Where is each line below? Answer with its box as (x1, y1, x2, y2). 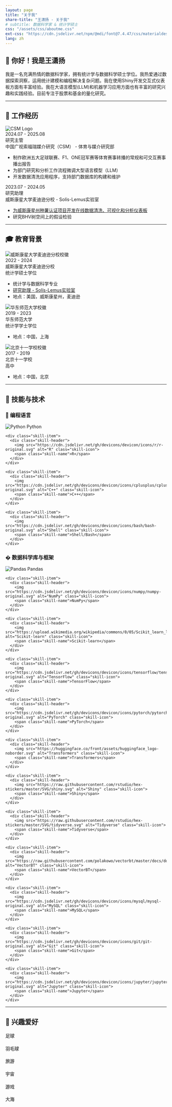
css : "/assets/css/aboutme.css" (5, 27, 74, 32)
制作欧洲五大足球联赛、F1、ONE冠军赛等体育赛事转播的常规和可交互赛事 (12, 154, 166, 160)
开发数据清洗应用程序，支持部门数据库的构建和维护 (12, 173, 121, 179)
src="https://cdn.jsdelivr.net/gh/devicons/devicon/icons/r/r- (26, 442, 164, 448)
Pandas (27, 566, 44, 572)
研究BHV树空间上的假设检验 (12, 213, 72, 219)
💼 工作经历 (5, 111, 38, 120)
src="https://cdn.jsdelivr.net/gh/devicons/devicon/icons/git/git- (5, 939, 153, 944)
